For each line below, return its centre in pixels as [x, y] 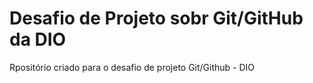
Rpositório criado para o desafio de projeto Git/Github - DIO [132, 67]
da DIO [38, 39]
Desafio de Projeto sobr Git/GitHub [156, 18]
